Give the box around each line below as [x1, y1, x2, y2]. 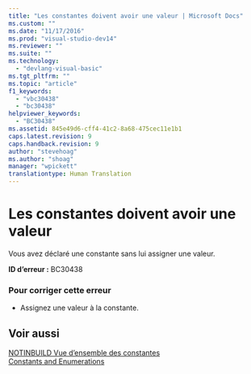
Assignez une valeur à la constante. [19, 303, 139, 312]
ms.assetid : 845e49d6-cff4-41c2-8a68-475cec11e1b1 [8, 125, 182, 133]
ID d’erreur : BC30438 [8, 264, 83, 274]
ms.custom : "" [8, 19, 56, 28]
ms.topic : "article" [8, 79, 78, 87]
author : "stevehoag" [8, 147, 78, 155]
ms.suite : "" [8, 49, 52, 57]
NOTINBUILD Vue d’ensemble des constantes [8, 348, 161, 358]
